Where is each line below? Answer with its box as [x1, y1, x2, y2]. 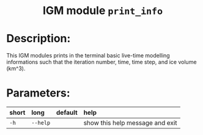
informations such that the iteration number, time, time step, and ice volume [6, 59, 197, 66]
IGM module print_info [42, 4, 163, 18]
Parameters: [6, 86, 70, 100]
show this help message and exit [83, 119, 177, 127]
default [56, 108, 78, 117]
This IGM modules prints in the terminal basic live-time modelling [6, 52, 170, 59]
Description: [6, 32, 71, 46]
